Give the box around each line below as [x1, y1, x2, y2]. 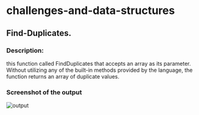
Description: [6, 46, 44, 55]
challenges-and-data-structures [6, 4, 175, 18]
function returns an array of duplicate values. [6, 72, 120, 80]
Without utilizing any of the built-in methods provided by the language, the [6, 66, 193, 74]
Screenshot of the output [6, 88, 82, 96]
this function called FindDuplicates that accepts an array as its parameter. [6, 60, 191, 67]
